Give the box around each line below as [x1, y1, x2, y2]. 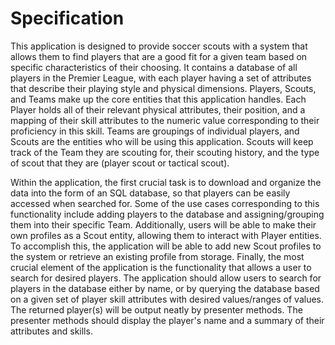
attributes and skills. [10, 325, 93, 337]
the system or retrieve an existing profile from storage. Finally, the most [10, 250, 305, 262]
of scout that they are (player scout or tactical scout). [10, 157, 230, 169]
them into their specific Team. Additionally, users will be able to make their [10, 218, 317, 231]
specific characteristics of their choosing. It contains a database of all [10, 61, 298, 73]
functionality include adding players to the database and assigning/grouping [10, 208, 325, 220]
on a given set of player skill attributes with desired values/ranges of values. [10, 293, 324, 305]
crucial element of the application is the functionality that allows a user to [10, 261, 312, 273]
